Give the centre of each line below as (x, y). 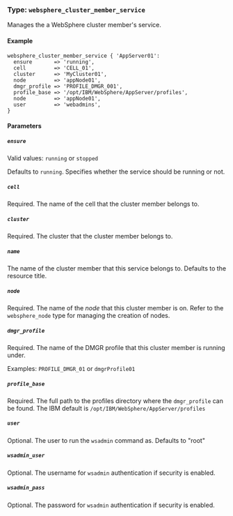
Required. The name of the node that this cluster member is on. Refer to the (115, 308)
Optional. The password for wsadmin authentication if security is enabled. (111, 505)
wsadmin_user (26, 456)
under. (16, 355)
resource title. (27, 275)
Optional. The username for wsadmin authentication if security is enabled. (111, 473)
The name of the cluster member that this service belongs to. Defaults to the (117, 268)
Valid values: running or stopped (53, 158)
